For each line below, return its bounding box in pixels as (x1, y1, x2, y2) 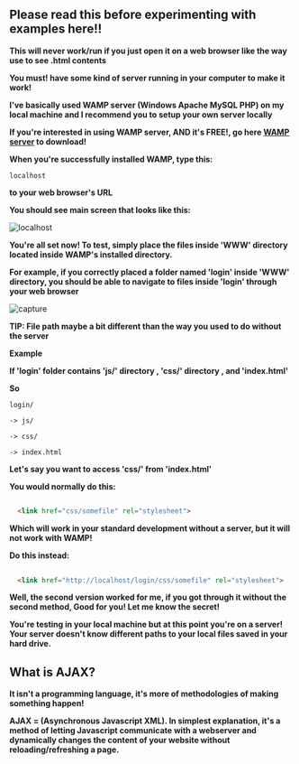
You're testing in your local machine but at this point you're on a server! (9, 619, 284, 630)
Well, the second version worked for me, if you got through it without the (9, 592, 286, 603)
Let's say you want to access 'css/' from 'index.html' (9, 463, 213, 474)
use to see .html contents (9, 54, 106, 66)
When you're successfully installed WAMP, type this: (9, 154, 213, 164)
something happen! (9, 698, 85, 709)
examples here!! (9, 22, 103, 37)
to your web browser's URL (9, 187, 113, 198)
